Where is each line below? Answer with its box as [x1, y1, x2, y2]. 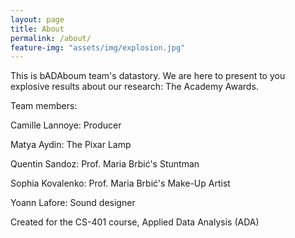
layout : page [10, 14, 65, 25]
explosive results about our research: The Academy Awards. [10, 81, 259, 93]
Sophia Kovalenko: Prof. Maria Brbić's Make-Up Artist [10, 177, 231, 190]
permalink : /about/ [10, 33, 92, 43]
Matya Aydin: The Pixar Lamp [10, 139, 132, 151]
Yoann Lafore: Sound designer [10, 197, 136, 209]
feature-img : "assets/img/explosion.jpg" [10, 42, 186, 53]
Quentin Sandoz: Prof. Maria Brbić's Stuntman [10, 158, 200, 170]
